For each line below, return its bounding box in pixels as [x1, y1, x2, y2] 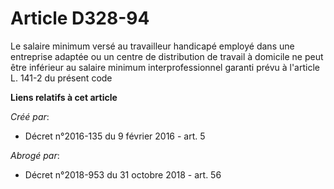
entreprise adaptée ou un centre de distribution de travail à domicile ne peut [10, 50, 324, 62]
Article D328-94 [10, 7, 150, 30]
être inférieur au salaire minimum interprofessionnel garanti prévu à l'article [10, 61, 320, 73]
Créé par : [10, 110, 50, 122]
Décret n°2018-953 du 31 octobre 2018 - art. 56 [24, 168, 222, 181]
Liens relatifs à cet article [10, 91, 118, 103]
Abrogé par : [10, 149, 60, 161]
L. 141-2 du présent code [10, 72, 113, 84]
